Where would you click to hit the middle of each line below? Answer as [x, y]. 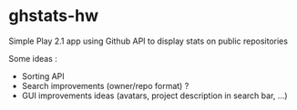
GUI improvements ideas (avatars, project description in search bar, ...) [154, 95]
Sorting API [43, 76]
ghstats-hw [54, 16]
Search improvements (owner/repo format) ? [105, 85]
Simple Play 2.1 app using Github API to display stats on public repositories [148, 41]
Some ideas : [33, 58]
